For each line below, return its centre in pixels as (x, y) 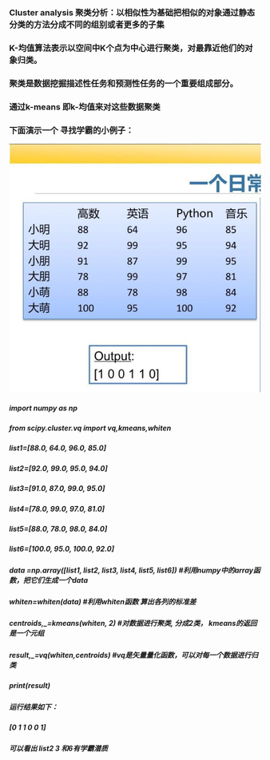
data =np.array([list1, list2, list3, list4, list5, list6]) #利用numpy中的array (131, 570)
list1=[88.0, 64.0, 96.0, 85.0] (58, 448)
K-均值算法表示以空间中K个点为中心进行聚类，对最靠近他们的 (127, 48)
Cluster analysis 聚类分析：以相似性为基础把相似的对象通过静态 (132, 12)
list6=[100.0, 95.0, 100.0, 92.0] (62, 549)
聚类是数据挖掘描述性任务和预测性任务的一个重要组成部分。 (124, 83)
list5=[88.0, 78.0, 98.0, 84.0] (58, 528)
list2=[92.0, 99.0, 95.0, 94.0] (58, 468)
